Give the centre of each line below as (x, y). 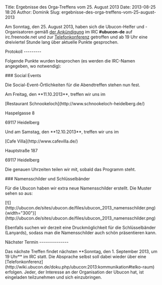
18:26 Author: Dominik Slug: (33, 12)
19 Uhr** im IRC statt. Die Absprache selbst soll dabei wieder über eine (76, 257)
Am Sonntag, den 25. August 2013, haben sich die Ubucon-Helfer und (75, 27)
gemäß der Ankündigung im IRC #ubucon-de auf (83, 32)
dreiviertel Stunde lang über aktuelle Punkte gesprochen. (62, 42)
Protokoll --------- (23, 51)
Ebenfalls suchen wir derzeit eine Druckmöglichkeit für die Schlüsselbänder (81, 228)
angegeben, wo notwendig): (33, 66)
